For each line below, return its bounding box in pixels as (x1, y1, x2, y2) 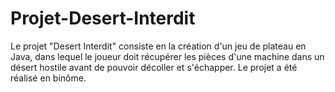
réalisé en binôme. (10, 72, 87, 84)
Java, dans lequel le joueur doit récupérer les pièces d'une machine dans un (10, 50, 325, 62)
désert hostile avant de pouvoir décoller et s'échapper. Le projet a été (10, 61, 298, 73)
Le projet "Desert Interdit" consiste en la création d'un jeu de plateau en (10, 40, 307, 52)
